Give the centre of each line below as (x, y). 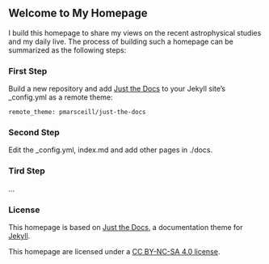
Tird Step (27, 171)
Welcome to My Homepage (78, 13)
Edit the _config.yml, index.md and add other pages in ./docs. (111, 150)
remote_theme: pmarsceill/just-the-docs (78, 113)
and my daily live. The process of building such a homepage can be (121, 41)
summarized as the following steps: (67, 50)
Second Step (34, 133)
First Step (28, 70)
